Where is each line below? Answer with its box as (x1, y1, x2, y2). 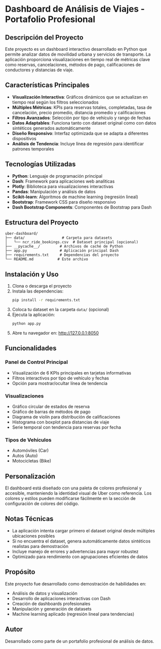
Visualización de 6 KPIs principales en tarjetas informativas (12, 370, 132, 376)
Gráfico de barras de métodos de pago (12, 409, 91, 415)
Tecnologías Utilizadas (5, 160, 76, 168)
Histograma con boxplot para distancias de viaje (12, 419, 110, 425)
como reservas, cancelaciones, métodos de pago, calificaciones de (5, 62, 141, 67)
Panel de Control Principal (5, 359, 68, 366)
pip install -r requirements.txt (12, 298, 80, 303)
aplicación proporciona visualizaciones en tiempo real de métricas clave (5, 57, 150, 62)
